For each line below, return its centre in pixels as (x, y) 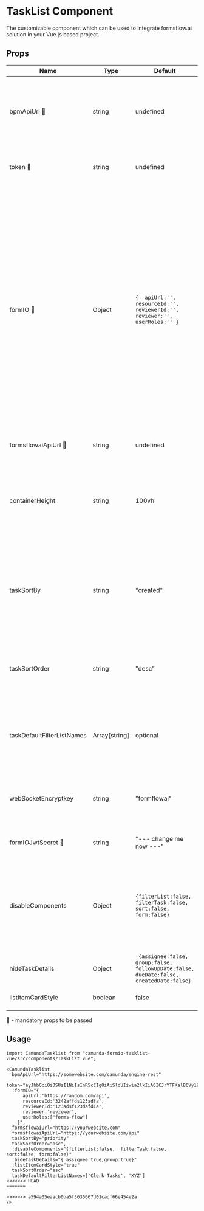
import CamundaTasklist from (43, 1053)
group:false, (154, 962)
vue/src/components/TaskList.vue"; (51, 1058)
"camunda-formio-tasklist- (116, 1053)
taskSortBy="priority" (40, 1138)
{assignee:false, (164, 956)
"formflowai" (153, 798)
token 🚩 (20, 167)
